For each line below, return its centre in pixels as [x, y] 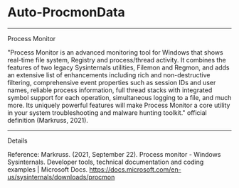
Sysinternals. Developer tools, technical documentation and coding [106, 162]
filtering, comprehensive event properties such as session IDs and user [112, 82]
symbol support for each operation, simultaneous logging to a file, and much [119, 97]
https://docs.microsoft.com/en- [135, 169]
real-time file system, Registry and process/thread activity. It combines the [117, 60]
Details [17, 140]
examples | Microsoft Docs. [48, 169]
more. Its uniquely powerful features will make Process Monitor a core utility [119, 105]
